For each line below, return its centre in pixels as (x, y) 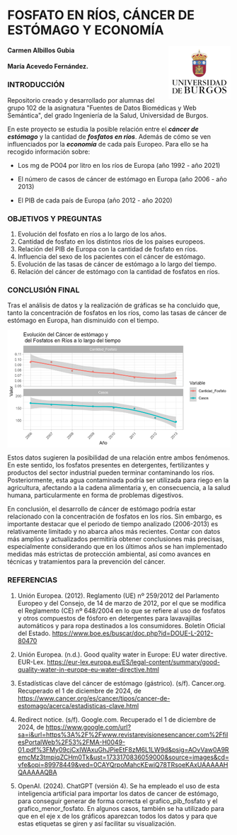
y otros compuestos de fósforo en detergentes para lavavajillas (109, 618)
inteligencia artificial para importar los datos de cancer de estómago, (118, 793)
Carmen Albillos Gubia (41, 50)
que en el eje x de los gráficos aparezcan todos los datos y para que (117, 816)
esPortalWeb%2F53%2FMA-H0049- (71, 742)
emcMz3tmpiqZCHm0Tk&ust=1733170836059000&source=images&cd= (123, 757)
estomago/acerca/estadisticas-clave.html (78, 705)
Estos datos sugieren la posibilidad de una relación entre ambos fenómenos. (118, 458)
